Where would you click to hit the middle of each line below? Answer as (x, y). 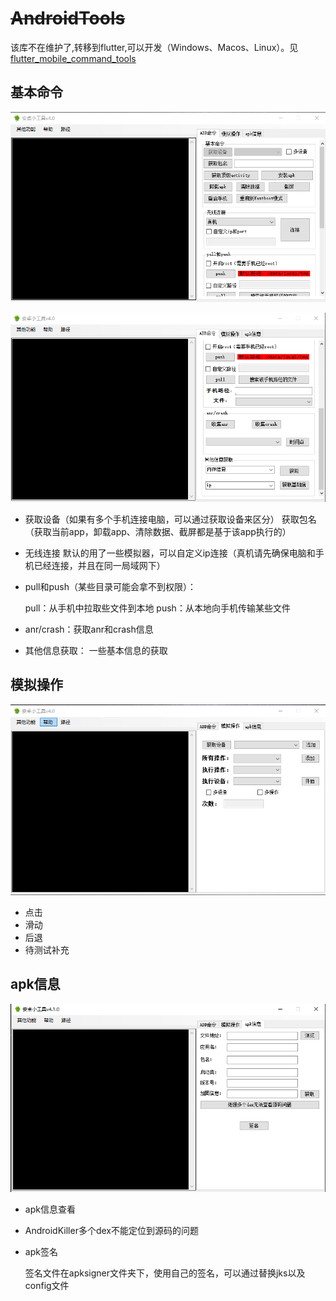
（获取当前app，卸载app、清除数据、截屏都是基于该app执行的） (158, 531)
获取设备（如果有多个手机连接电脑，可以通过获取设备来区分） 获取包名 (170, 519)
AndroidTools (68, 18)
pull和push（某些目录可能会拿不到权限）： (110, 586)
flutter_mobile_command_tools (73, 58)
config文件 (47, 1285)
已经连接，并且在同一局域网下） (99, 565)
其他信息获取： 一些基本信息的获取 (96, 650)
